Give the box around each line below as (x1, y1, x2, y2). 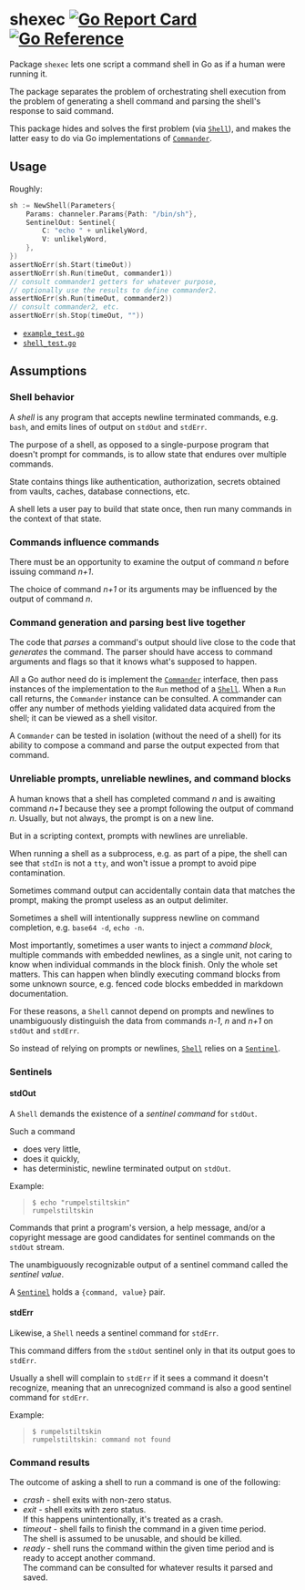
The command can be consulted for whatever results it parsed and (22, 1563, 273, 1574)
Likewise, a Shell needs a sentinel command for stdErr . (9, 1327, 219, 1339)
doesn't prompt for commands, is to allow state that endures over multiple (9, 448, 287, 459)
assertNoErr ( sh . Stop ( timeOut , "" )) (9, 311, 145, 321)
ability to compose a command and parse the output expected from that (9, 740, 280, 751)
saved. (22, 1572, 48, 1583)
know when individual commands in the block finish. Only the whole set (9, 959, 278, 969)
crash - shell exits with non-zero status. (22, 1494, 172, 1505)
